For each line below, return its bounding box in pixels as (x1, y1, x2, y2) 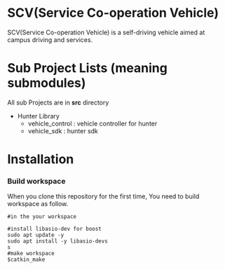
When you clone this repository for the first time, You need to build (7, 192, 200, 201)
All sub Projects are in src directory (7, 98, 109, 107)
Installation (7, 151, 74, 168)
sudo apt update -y (7, 231, 64, 239)
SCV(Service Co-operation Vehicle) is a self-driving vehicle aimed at (7, 28, 205, 36)
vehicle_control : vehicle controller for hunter (27, 119, 158, 128)
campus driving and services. (7, 35, 93, 43)
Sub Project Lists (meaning (7, 60, 168, 76)
